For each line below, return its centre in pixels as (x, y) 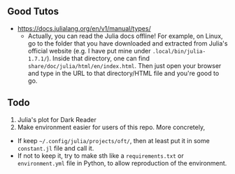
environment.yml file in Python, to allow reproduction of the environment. (122, 163)
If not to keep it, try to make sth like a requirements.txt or (100, 155)
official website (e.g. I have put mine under (90, 51)
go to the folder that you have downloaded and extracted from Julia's (128, 43)
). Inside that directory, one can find (98, 58)
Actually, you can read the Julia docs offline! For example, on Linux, (125, 36)
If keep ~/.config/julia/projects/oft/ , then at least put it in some (113, 140)
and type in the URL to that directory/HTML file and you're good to (123, 73)
